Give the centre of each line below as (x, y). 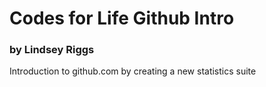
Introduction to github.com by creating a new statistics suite (133, 71)
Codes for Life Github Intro (122, 18)
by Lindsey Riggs (52, 50)
